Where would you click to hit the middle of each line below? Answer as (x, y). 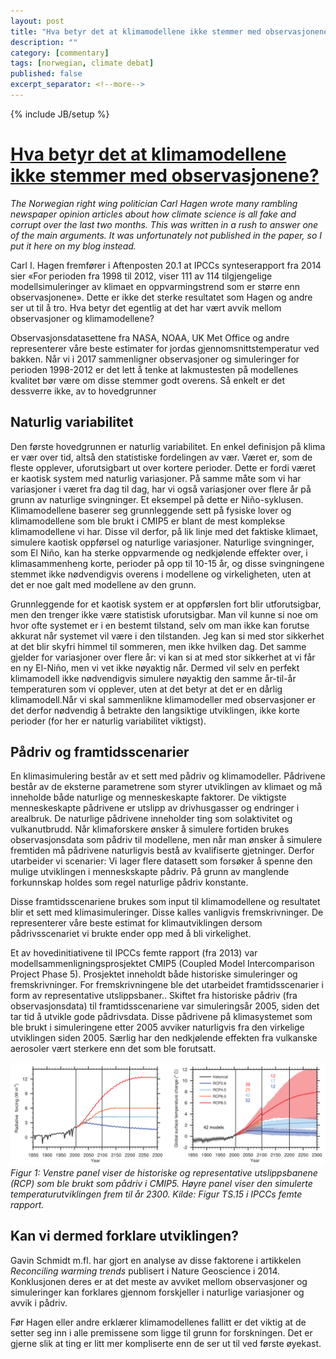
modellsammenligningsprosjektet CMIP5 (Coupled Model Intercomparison (162, 964)
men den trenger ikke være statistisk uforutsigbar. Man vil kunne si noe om (164, 614)
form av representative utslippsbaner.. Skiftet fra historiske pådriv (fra (154, 996)
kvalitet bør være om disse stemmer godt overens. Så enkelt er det (148, 380)
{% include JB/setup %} (60, 114)
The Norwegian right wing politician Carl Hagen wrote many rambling (154, 203)
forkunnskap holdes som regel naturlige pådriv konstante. (129, 882)
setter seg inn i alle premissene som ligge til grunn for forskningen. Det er (161, 1332)
